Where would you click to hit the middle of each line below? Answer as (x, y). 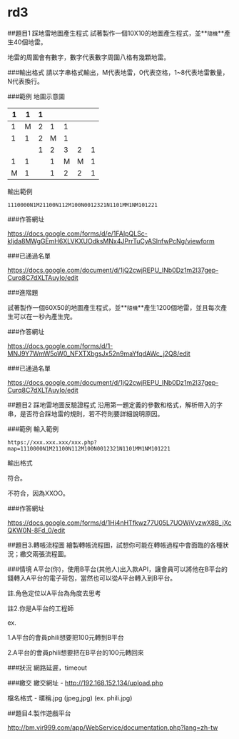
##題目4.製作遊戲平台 (39, 713)
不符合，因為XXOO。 (39, 493)
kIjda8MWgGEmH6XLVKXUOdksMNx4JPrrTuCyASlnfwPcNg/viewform (111, 241)
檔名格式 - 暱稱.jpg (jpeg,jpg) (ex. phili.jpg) (70, 698)
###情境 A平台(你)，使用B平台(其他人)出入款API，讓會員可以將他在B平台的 (118, 569)
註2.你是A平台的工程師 (41, 608)
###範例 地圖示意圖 (36, 96)
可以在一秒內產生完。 (45, 316)
